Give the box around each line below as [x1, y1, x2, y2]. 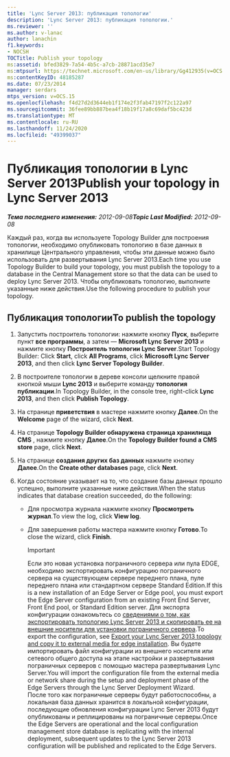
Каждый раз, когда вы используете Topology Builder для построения [7, 234, 209, 242]
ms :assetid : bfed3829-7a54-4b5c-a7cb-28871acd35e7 [7, 61, 155, 68]
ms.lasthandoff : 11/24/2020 [7, 125, 88, 132]
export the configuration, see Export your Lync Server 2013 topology [27, 633, 222, 640]
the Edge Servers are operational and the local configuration [27, 720, 198, 728]
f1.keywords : [7, 42, 45, 49]
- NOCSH [7, 49, 30, 56]
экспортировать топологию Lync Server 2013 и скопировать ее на [27, 618, 222, 626]
